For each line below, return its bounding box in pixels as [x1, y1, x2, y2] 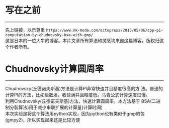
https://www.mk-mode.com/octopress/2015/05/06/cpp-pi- [46, 28, 163, 33]
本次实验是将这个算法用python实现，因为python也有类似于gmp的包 [5, 110, 145, 116]
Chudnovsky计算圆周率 [5, 63, 104, 75]
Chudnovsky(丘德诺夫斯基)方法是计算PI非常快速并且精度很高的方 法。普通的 [5, 85, 163, 91]
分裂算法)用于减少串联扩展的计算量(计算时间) [9, 104, 103, 110]
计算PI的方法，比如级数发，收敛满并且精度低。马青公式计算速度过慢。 [5, 91, 150, 98]
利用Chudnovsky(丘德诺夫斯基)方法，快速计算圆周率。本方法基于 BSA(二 [5, 98, 156, 104]
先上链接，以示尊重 [5, 27, 45, 33]
